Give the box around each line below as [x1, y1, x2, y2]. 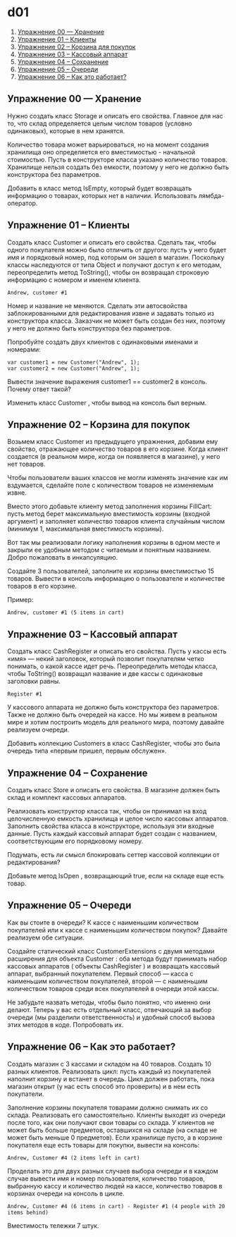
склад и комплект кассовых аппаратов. [7, 794, 127, 801]
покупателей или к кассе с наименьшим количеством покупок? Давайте [7, 925, 228, 934]
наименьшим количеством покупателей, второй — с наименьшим [7, 977, 208, 985]
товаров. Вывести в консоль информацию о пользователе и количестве [7, 574, 225, 583]
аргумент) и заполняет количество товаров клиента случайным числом [7, 517, 225, 526]
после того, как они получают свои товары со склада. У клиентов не [7, 1118, 215, 1126]
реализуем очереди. [7, 725, 70, 734]
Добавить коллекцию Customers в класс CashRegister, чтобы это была [7, 739, 221, 748]
